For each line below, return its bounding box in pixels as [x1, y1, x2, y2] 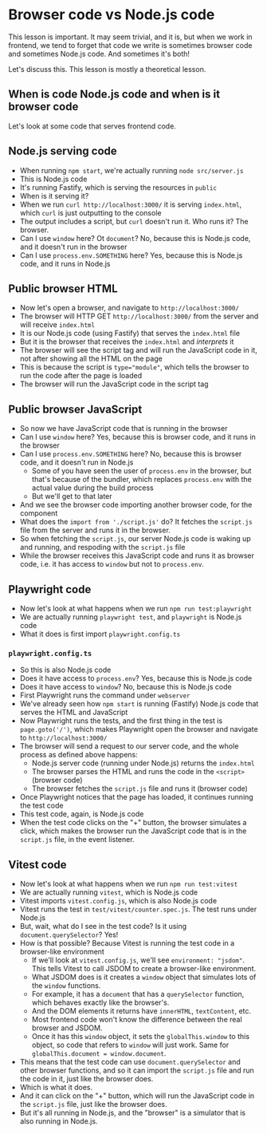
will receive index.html [19, 320, 96, 330]
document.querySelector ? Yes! [19, 930, 119, 939]
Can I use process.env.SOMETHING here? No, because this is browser [19, 449, 242, 459]
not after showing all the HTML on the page [19, 354, 163, 364]
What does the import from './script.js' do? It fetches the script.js [19, 517, 253, 527]
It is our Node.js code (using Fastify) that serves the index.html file [19, 329, 241, 338]
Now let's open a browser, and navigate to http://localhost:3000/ [19, 303, 239, 313]
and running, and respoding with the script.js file [19, 543, 186, 552]
